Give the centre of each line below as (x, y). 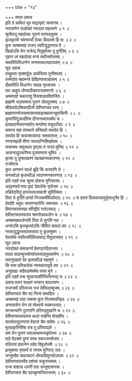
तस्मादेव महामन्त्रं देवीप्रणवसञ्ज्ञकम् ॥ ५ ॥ (37, 79)
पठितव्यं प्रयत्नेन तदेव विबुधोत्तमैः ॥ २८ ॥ (36, 344)
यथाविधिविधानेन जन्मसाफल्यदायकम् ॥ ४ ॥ (39, 62)
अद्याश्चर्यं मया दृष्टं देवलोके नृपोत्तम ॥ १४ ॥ (39, 186)
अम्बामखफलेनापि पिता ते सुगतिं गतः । (34, 220)
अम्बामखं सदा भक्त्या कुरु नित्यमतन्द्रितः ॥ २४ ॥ (42, 299)
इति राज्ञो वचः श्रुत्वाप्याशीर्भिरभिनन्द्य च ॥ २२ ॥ (41, 277)
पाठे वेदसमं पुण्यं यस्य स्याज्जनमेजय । (34, 339)
